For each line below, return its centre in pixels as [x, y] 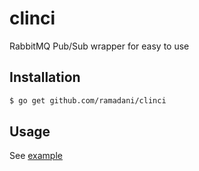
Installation [45, 77]
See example [36, 156]
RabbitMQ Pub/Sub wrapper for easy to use [99, 46]
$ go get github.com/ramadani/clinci [88, 100]
